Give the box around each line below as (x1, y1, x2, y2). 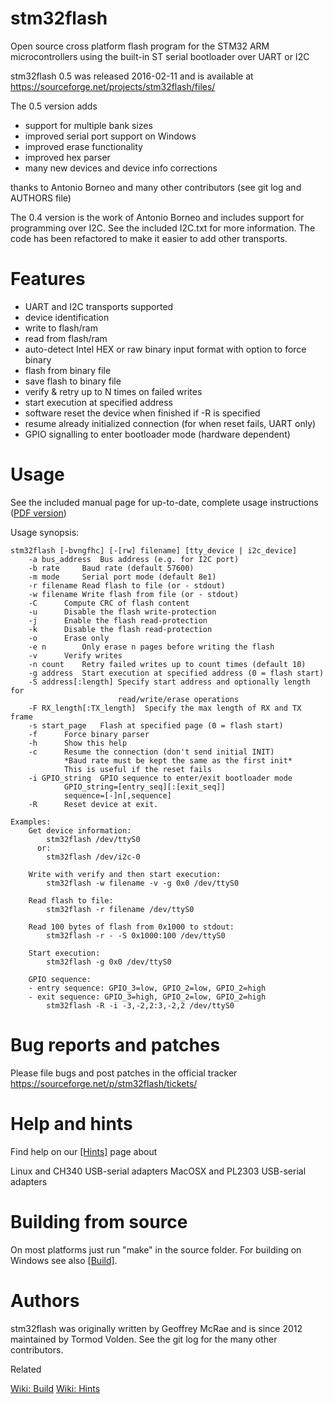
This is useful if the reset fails (63, 764, 213, 774)
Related (10, 1363, 42, 1375)
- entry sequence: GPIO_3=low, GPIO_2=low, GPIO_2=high (28, 983, 267, 993)
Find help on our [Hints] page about (10, 1145, 158, 1157)
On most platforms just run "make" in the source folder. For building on (10, 1243, 302, 1256)
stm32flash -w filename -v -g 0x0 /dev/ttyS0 (46, 878, 240, 888)
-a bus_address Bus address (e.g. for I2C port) (28, 554, 240, 564)
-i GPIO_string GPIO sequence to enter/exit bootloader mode (28, 773, 293, 783)
